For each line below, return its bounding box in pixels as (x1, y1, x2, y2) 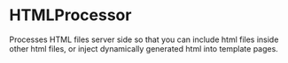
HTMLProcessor (9, 5, 132, 25)
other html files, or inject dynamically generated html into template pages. (9, 43, 279, 53)
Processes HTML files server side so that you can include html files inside (9, 34, 279, 45)
